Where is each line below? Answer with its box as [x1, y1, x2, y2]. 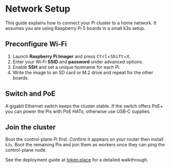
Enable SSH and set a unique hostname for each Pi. [12, 64, 121, 70]
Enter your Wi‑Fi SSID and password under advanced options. [12, 59, 144, 65]
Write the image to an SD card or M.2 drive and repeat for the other [12, 69, 153, 75]
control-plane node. [5, 147, 47, 153]
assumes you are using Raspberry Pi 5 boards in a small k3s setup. [5, 25, 146, 31]
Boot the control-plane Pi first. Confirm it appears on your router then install [5, 136, 164, 142]
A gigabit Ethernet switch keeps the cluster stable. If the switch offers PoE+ [5, 103, 163, 109]
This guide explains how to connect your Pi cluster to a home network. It [5, 20, 157, 26]
